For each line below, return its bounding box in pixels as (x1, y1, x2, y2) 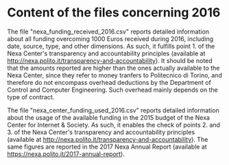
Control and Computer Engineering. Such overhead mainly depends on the (7, 86, 218, 94)
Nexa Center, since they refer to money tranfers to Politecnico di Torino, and (7, 71, 223, 79)
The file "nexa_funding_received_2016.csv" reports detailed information (7, 27, 210, 36)
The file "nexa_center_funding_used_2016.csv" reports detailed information (7, 106, 219, 114)
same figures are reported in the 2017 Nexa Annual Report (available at (7, 142, 207, 151)
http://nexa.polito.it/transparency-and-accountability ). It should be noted (7, 56, 213, 64)
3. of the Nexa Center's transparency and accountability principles (7, 128, 195, 136)
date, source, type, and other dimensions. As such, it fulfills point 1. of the (7, 42, 215, 50)
